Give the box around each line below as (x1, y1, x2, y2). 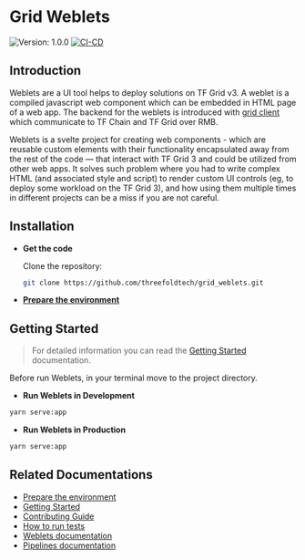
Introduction (9, 63, 82, 78)
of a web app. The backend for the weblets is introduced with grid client (9, 107, 280, 118)
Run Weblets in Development (22, 390, 135, 401)
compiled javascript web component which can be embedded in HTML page (9, 97, 297, 108)
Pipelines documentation (22, 540, 117, 551)
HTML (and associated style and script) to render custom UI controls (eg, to (9, 172, 294, 183)
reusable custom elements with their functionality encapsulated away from (9, 143, 290, 154)
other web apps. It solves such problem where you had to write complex (9, 162, 280, 174)
